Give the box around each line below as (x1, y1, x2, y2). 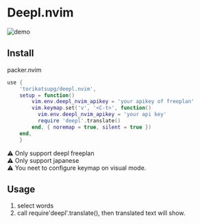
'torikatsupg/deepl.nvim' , (19, 85, 97, 92)
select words (16, 201, 54, 210)
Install (7, 47, 34, 59)
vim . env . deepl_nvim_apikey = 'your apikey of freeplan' (32, 98, 195, 105)
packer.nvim (7, 65, 42, 74)
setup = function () (19, 91, 75, 99)
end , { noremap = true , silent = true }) (32, 124, 152, 131)
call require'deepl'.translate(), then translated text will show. (16, 209, 186, 217)
